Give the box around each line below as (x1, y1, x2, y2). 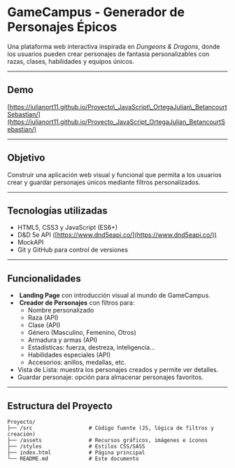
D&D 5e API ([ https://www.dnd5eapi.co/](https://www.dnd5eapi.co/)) (17, 230, 217, 239)
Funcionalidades (7, 273, 82, 284)
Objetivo (7, 152, 45, 164)
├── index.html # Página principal (7, 449, 145, 456)
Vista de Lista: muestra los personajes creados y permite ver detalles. (17, 366, 219, 374)
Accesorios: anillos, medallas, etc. (27, 358, 127, 366)
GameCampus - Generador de (7, 4, 185, 20)
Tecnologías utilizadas (7, 205, 108, 216)
